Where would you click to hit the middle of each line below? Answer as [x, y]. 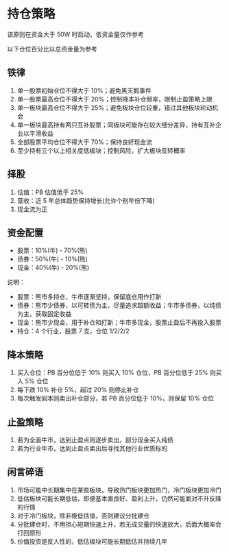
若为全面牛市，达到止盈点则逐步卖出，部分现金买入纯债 [95, 440]
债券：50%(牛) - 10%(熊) [52, 259]
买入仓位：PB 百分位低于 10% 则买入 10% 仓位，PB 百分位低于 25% [112, 373]
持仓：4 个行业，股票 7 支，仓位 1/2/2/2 [73, 331]
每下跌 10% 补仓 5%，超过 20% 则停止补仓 [78, 390]
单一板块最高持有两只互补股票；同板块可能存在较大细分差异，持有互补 [116, 125]
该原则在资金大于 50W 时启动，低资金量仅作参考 [75, 34]
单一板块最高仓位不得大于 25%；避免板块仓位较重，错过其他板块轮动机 [118, 108]
